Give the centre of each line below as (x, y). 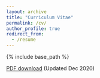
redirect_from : (25, 34)
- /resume (24, 40)
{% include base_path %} (38, 57)
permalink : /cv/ (26, 23)
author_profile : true (33, 28)
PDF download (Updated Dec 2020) (50, 68)
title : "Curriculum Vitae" (40, 17)
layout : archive (26, 12)
